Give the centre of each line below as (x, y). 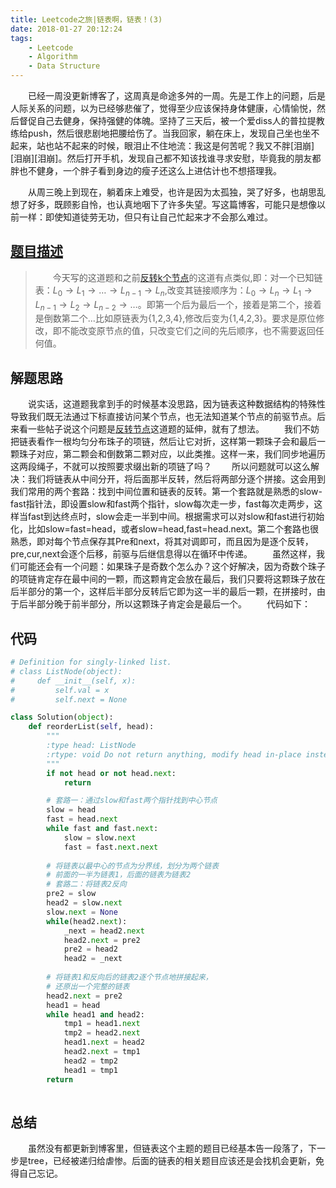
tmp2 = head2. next (102, 1033)
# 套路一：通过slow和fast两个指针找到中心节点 (132, 801)
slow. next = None (82, 912)
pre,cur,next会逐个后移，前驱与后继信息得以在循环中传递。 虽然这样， (163, 554)
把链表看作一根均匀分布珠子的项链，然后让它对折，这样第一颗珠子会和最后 (163, 442)
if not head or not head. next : (111, 773)
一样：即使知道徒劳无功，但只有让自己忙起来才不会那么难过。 (145, 217)
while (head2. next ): (87, 921)
